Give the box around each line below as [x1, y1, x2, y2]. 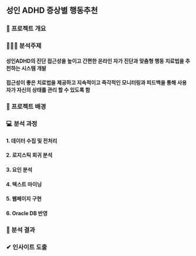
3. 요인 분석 [6, 166, 33, 173]
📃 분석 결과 [6, 226, 35, 234]
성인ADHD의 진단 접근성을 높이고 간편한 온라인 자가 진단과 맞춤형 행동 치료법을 [6, 57, 184, 64]
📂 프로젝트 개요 [6, 25, 46, 33]
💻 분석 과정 [6, 120, 37, 128]
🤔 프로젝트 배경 [6, 103, 46, 111]
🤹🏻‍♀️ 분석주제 [6, 42, 42, 50]
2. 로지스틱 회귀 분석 [6, 152, 53, 159]
